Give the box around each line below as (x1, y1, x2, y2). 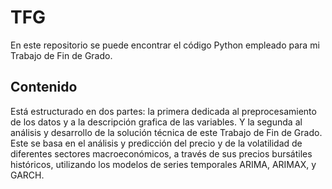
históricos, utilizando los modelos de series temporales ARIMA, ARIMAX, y (10, 158, 317, 170)
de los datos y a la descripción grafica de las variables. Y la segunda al (10, 116, 303, 128)
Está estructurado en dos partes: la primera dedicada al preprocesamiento (10, 105, 317, 117)
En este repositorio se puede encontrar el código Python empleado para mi (10, 39, 320, 51)
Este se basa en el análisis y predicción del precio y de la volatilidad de (10, 137, 303, 149)
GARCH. (10, 169, 45, 181)
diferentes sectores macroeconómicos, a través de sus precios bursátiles (10, 147, 313, 160)
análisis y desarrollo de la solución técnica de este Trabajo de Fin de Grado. (10, 126, 323, 138)
